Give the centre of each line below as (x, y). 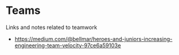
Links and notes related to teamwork (51, 27)
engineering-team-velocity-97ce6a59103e (68, 45)
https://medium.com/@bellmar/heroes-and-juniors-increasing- (93, 39)
